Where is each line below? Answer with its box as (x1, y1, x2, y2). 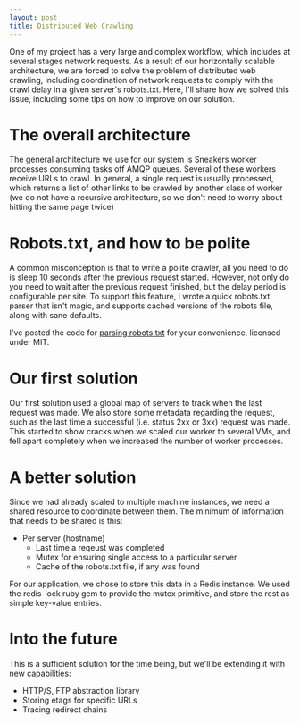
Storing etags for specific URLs (21, 695, 137, 706)
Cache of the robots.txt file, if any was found (35, 561, 201, 572)
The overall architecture (9, 124, 191, 145)
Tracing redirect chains (21, 704, 108, 715)
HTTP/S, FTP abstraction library (21, 686, 140, 696)
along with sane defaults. (9, 310, 103, 321)
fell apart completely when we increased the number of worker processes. (9, 435, 284, 447)
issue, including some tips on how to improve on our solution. (9, 93, 235, 104)
